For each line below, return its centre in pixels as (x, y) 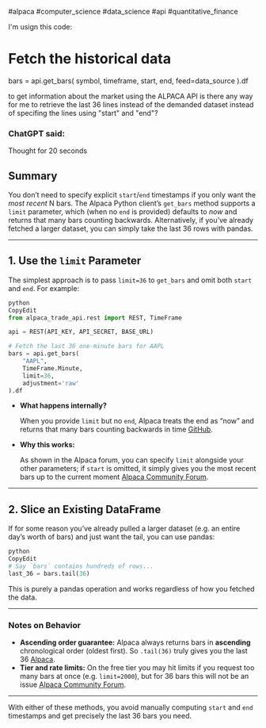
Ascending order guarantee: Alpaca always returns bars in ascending (135, 642)
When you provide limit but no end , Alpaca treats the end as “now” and (137, 421)
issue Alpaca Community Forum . (73, 684)
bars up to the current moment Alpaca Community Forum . (114, 477)
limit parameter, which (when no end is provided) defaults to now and (123, 212)
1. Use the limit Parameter (75, 261)
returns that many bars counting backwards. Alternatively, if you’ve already (131, 220)
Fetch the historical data (90, 59)
